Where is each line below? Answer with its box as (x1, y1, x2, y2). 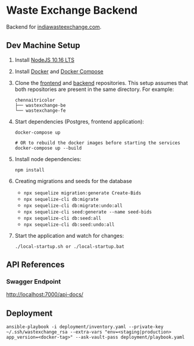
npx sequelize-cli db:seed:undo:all (23, 221, 115, 228)
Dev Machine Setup (6, 40, 80, 51)
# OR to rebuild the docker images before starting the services (14, 140, 180, 146)
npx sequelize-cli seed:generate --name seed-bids (23, 209, 152, 215)
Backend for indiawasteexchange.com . (6, 23, 102, 30)
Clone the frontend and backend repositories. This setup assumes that (14, 79, 188, 86)
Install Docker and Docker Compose (14, 68, 104, 75)
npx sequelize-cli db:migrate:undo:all (23, 203, 123, 209)
